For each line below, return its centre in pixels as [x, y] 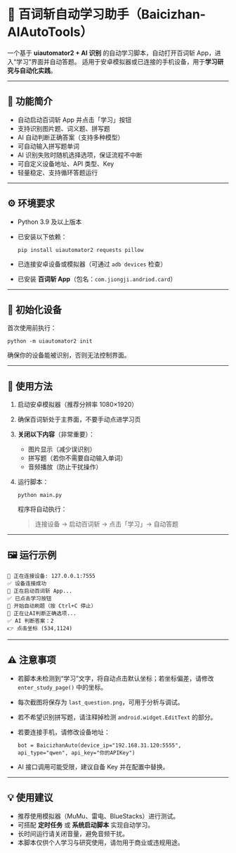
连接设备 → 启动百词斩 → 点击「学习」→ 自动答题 [107, 524]
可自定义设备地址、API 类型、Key [66, 163]
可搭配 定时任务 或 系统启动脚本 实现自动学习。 [86, 825]
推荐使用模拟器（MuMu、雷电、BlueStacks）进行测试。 [98, 816]
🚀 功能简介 [30, 102]
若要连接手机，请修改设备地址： [64, 732]
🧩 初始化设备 [34, 309]
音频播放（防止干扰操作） [65, 467]
